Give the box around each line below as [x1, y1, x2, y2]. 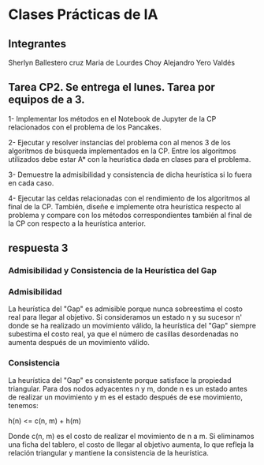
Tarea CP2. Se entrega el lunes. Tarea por [8, 81, 215, 94]
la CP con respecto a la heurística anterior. [8, 219, 147, 228]
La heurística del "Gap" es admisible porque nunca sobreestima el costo [8, 304, 243, 313]
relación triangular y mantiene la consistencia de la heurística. [8, 448, 209, 457]
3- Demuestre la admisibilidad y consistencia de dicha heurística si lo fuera [8, 170, 252, 179]
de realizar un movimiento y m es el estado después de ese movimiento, [8, 392, 243, 402]
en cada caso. [8, 178, 54, 187]
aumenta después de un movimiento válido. [8, 338, 150, 347]
